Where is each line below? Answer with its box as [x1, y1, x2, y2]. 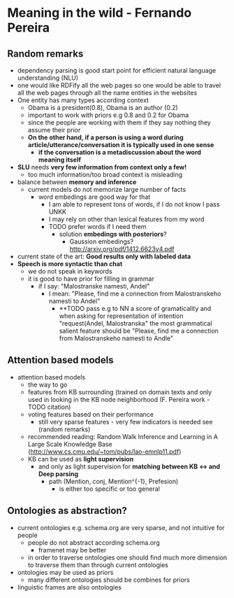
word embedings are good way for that [38, 193, 151, 201]
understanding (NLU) [17, 74, 79, 82]
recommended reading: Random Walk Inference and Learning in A [27, 432, 219, 440]
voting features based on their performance [27, 410, 154, 418]
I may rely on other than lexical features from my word [48, 215, 205, 223]
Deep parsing [38, 469, 79, 478]
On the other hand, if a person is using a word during [27, 133, 184, 141]
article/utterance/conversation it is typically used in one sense [27, 141, 214, 148]
